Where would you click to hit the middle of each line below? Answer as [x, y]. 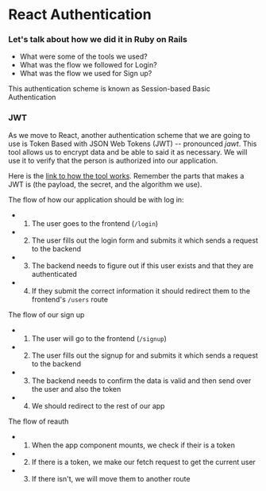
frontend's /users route [70, 299]
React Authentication [80, 15]
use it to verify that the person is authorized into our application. [113, 160]
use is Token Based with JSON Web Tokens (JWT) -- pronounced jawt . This [133, 144]
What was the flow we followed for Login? [88, 65]
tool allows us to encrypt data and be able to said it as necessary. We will [128, 152]
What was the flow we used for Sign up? [86, 74]
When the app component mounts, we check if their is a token [133, 445]
